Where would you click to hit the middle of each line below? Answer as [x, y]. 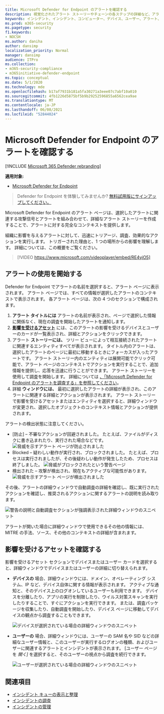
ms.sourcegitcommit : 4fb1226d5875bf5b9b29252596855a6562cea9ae [71, 96]
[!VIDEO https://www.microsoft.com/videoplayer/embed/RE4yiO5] [84, 257]
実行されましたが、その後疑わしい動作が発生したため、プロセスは [92, 459]
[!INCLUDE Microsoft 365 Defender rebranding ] [53, 166]
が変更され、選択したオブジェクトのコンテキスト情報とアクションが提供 [85, 407]
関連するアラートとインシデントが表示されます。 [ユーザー [84, 648]
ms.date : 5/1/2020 [24, 82]
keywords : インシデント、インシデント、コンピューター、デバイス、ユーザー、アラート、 [83, 19]
